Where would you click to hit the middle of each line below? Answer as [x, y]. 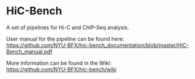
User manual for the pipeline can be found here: [65, 39]
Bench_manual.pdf [29, 51]
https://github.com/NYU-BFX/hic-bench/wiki [61, 69]
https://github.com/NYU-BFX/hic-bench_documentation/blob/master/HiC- [98, 45]
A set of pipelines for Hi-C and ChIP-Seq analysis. [68, 27]
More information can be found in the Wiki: [59, 63]
